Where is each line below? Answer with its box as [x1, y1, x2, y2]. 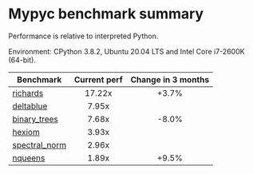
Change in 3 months [130, 73, 210, 85]
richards [12, 87, 44, 98]
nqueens [12, 152, 45, 164]
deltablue [12, 101, 48, 112]
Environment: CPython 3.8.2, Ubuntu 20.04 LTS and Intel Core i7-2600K [8, 46, 245, 56]
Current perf [74, 73, 124, 85]
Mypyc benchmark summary [8, 5, 204, 23]
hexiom [12, 126, 40, 137]
